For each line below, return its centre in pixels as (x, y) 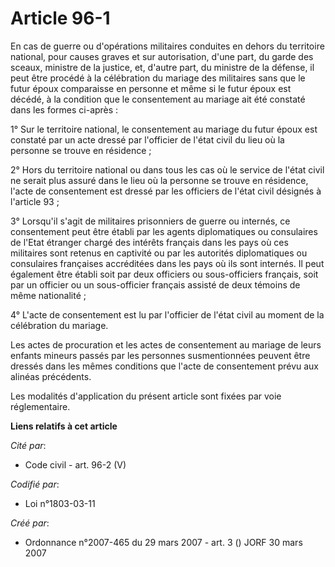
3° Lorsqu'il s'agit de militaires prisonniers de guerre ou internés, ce (150, 221)
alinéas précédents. (51, 376)
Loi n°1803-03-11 (60, 503)
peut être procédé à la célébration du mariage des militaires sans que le (158, 78)
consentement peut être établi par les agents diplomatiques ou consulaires (164, 231)
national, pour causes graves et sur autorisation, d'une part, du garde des (162, 56)
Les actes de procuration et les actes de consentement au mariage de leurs (166, 344)
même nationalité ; (48, 295)
